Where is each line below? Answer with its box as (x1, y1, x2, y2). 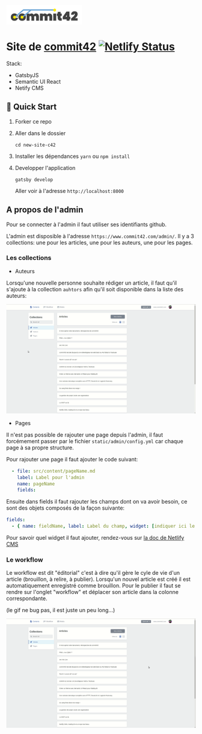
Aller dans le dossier (14, 129, 66, 137)
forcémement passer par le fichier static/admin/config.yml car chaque (6, 437, 183, 445)
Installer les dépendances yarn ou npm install (14, 153, 130, 160)
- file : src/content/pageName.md (11, 468, 96, 474)
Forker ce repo (14, 118, 52, 125)
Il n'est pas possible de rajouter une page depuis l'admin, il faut (6, 431, 164, 438)
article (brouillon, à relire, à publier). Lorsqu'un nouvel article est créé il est (6, 575, 191, 583)
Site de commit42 (6, 40, 97, 54)
